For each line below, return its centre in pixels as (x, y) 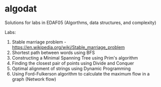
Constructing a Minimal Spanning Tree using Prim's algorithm (75, 57)
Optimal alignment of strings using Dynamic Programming (71, 68)
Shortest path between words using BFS (53, 52)
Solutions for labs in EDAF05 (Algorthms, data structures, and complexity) (80, 22)
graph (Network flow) (34, 79)
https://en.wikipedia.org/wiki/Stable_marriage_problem (68, 47)
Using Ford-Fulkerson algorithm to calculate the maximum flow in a (81, 73)
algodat (21, 9)
